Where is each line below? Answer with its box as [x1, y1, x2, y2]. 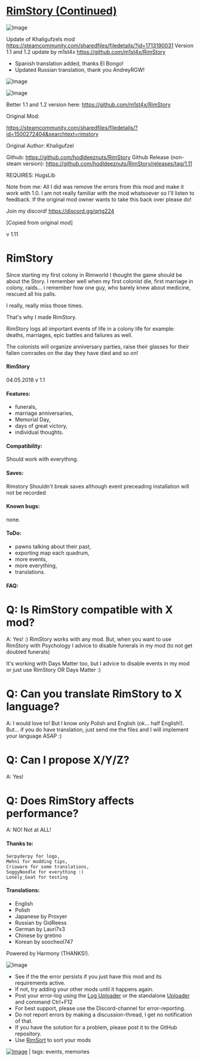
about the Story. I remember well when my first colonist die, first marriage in [6, 277, 193, 285]
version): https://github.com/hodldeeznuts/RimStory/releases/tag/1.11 [23, 160, 193, 167]
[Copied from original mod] [6, 219, 73, 226]
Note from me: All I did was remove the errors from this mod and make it [6, 183, 184, 190]
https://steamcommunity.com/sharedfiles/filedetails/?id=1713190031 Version [6, 42, 194, 49]
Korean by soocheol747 [14, 938, 73, 945]
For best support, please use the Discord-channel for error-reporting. [14, 1004, 186, 1011]
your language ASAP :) [6, 732, 62, 739]
